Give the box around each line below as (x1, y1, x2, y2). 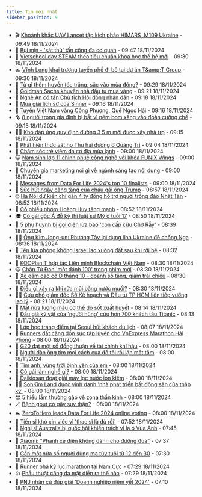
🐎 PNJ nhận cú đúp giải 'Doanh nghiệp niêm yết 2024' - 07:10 (14, 478, 168, 485)
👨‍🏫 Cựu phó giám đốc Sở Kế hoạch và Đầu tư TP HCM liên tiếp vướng (14, 291, 188, 298)
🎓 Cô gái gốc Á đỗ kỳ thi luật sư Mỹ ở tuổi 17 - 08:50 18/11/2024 (14, 212, 176, 220)
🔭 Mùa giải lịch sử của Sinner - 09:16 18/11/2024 (14, 100, 134, 107)
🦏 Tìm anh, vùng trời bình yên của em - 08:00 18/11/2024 (14, 362, 156, 369)
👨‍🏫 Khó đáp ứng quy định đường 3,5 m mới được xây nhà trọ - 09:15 (14, 128, 183, 135)
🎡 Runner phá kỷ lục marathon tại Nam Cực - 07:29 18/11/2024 (14, 463, 170, 470)
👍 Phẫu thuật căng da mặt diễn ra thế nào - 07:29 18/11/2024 (14, 469, 167, 477)
